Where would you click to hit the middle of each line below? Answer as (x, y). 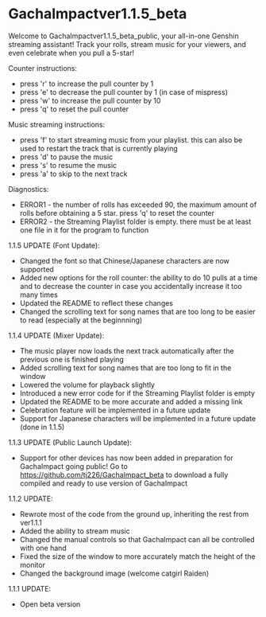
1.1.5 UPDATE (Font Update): (54, 245)
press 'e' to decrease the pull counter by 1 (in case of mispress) (123, 92)
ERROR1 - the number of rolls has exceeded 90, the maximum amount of (138, 205)
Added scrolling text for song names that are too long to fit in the (125, 368)
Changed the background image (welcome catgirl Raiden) (114, 573)
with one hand (43, 548)
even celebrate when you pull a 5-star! (71, 53)
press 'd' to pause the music (66, 157)
